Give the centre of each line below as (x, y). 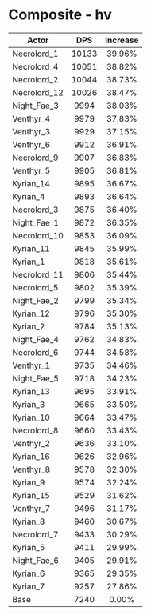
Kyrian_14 (31, 183)
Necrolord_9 (35, 158)
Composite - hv (60, 15)
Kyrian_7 (29, 586)
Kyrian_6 (29, 573)
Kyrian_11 (31, 248)
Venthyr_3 (31, 131)
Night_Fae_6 (36, 560)
